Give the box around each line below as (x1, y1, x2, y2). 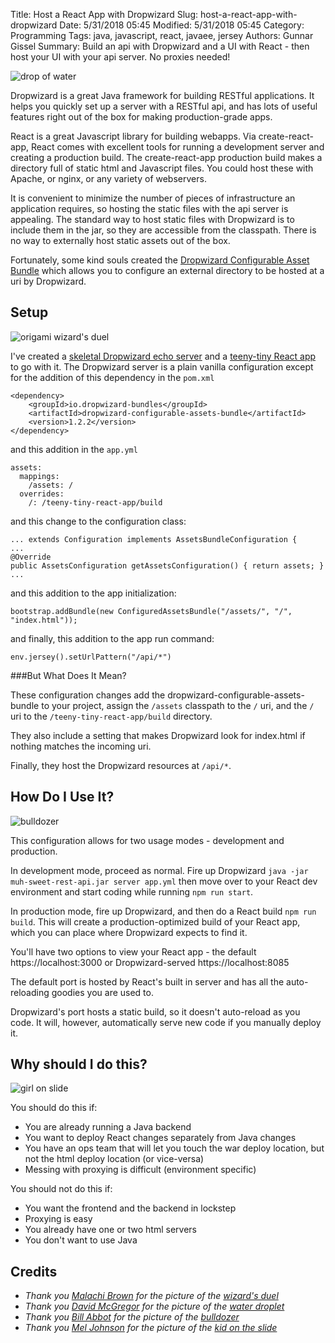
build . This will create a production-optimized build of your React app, (10, 915, 301, 928)
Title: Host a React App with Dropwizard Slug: (10, 9, 199, 20)
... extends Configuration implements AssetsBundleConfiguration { (10, 534, 298, 544)
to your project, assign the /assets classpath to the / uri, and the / (41, 699, 315, 711)
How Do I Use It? (10, 789, 115, 806)
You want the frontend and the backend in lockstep (24, 1202, 237, 1214)
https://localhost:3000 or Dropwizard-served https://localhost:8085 (10, 956, 290, 968)
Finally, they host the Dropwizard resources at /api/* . (10, 759, 232, 771)
